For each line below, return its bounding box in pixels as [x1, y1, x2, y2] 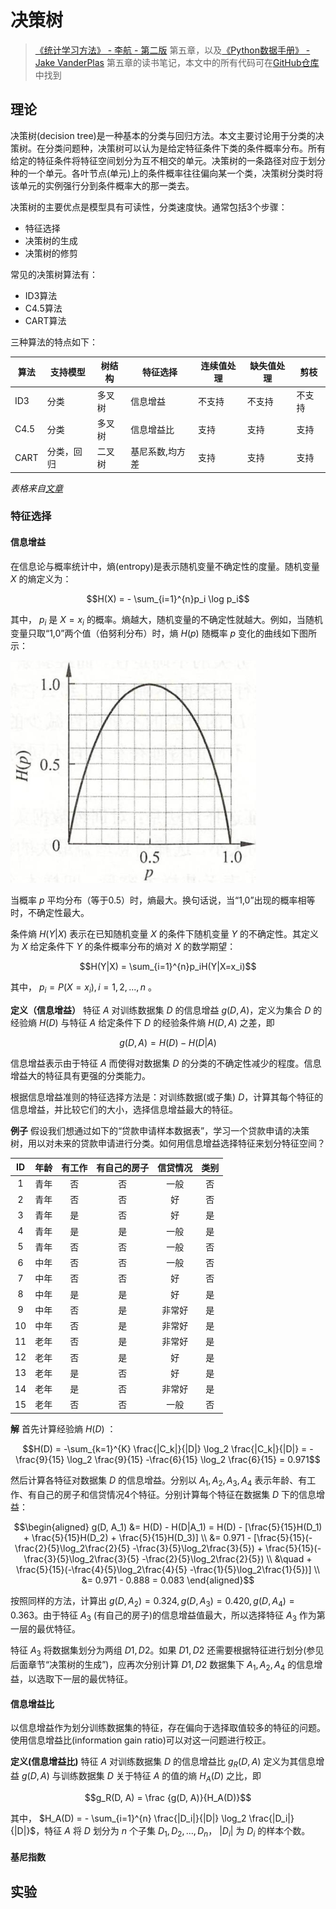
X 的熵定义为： [10, 572, 72, 585]
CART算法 [24, 314, 67, 326]
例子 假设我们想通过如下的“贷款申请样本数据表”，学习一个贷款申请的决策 [10, 1125, 310, 1137]
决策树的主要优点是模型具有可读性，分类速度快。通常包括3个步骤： [10, 201, 288, 213]
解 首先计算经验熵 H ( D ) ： [10, 1422, 117, 1435]
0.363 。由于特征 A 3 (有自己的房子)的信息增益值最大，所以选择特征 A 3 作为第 [10, 1609, 326, 1623]
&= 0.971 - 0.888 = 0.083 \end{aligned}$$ [81, 1574, 255, 1586]
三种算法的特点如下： [10, 336, 98, 348]
